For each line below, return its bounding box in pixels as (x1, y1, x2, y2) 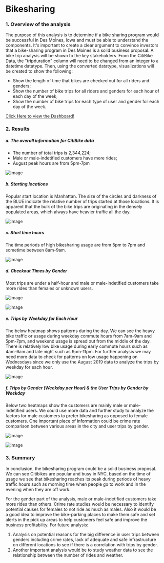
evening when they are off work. (5, 486, 71, 492)
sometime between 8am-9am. (5, 247, 66, 253)
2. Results (5, 126, 30, 133)
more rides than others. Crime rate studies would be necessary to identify (5, 501, 154, 507)
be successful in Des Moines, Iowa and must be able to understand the (5, 37, 148, 43)
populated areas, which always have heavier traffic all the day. (5, 209, 131, 215)
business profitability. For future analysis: (5, 522, 88, 528)
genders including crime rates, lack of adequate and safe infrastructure (12, 537, 157, 542)
